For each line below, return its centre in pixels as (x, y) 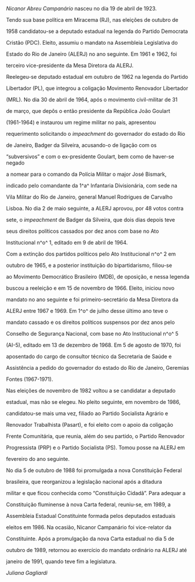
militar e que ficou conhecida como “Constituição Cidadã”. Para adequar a (96, 493)
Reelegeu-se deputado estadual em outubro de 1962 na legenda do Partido (97, 77)
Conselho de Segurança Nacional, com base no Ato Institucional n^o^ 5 (93, 334)
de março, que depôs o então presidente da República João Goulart (88, 111)
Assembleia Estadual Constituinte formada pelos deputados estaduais (91, 516)
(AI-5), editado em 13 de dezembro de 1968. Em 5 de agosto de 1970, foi (93, 345)
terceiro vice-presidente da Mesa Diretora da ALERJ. (70, 65)
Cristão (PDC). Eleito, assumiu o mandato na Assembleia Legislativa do (92, 43)
